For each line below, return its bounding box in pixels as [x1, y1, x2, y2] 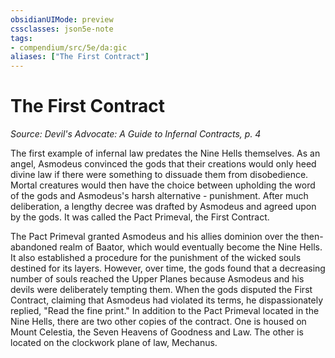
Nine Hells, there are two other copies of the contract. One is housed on [10, 316, 307, 328]
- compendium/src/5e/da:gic [10, 42, 128, 53]
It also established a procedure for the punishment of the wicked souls [10, 252, 302, 264]
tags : [10, 33, 33, 43]
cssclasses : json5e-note [10, 24, 114, 34]
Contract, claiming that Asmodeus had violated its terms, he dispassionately [10, 294, 324, 306]
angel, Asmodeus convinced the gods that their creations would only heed [10, 158, 317, 170]
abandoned [10, 241, 58, 253]
